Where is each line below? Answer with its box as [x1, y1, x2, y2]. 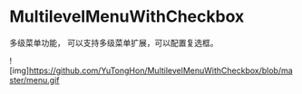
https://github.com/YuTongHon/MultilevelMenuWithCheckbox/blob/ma [28, 65, 293, 76]
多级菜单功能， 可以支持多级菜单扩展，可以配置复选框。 [9, 37, 219, 48]
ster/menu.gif [9, 74, 61, 85]
